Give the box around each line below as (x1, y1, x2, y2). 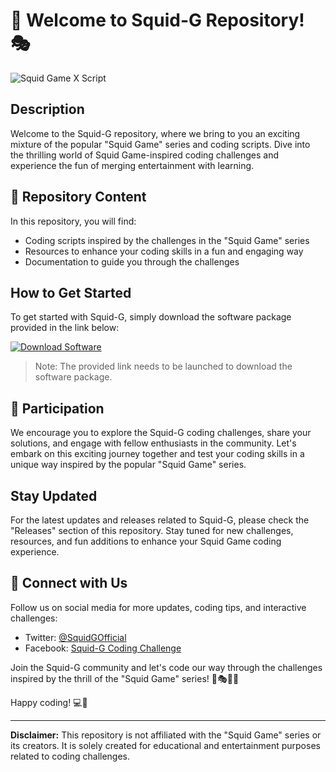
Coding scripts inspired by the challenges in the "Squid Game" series (24, 234, 310, 246)
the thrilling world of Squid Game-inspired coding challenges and (10, 149, 279, 161)
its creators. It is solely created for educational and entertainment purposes (10, 739, 321, 751)
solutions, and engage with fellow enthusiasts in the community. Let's (10, 437, 297, 449)
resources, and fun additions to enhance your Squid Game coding (10, 535, 282, 547)
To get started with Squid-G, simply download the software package (10, 311, 292, 323)
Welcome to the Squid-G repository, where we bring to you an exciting (10, 127, 301, 139)
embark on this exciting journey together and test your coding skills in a (10, 448, 305, 460)
